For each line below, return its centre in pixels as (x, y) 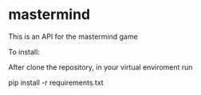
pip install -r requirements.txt (56, 82)
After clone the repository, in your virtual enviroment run (100, 67)
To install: (24, 51)
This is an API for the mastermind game (73, 36)
